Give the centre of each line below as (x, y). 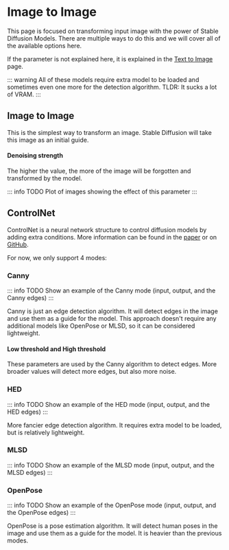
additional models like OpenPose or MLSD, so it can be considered (101, 326)
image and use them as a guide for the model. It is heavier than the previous (114, 533)
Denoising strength (35, 156)
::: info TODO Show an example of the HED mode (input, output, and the (109, 404)
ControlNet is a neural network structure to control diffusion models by (107, 230)
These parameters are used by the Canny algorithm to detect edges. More (112, 364)
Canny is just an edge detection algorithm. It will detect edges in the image (112, 311)
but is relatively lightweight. (46, 432)
